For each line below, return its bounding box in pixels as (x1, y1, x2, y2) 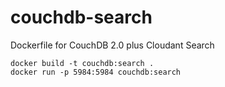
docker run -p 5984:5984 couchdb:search (10, 67, 182, 77)
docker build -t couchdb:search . (10, 58, 155, 68)
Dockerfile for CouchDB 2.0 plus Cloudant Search (10, 39, 215, 51)
